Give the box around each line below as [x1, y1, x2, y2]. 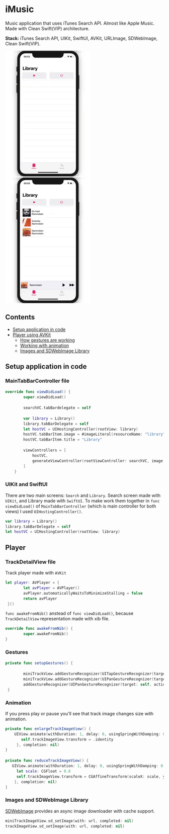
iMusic [5, 4, 34, 15]
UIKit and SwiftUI [5, 481, 48, 488]
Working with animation [20, 342, 69, 348]
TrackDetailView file [5, 558, 56, 565]
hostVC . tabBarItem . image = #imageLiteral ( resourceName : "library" [23, 432, 165, 437]
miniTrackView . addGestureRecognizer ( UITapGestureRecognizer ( [23, 672, 154, 677]
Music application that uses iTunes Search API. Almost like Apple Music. [5, 20, 155, 26]
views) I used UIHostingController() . [5, 508, 83, 514]
